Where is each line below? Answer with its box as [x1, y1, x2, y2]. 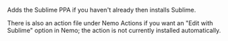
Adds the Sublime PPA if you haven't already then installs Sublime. [7, 6, 196, 14]
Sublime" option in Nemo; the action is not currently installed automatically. [7, 27, 221, 34]
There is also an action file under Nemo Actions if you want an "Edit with [7, 19, 213, 27]
